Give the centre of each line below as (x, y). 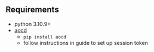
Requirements (32, 10)
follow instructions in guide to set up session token (86, 43)
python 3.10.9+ (33, 24)
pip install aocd (45, 37)
